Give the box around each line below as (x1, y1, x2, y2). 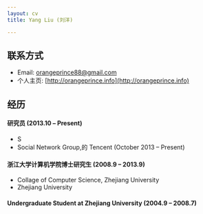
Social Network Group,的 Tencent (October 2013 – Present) (17, 142, 185, 151)
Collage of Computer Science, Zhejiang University (17, 176, 160, 184)
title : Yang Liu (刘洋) (7, 17, 74, 23)
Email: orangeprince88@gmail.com (17, 68, 117, 76)
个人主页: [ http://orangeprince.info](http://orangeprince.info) (17, 76, 189, 85)
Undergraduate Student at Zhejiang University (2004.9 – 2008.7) (7, 199, 197, 207)
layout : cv (7, 10, 39, 17)
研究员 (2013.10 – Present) (7, 119, 83, 127)
